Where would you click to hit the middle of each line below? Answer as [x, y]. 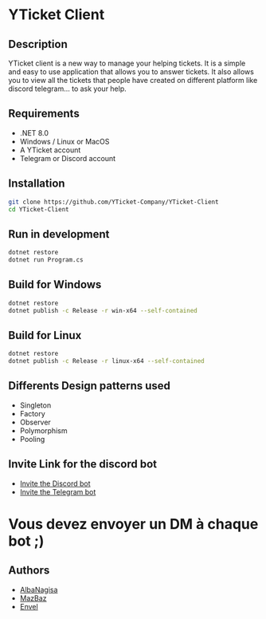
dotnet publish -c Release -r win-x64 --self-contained [103, 310]
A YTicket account [50, 150]
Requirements [44, 114]
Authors [29, 571]
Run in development [59, 234]
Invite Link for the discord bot [83, 464]
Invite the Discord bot [55, 483]
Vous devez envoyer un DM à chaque [133, 524]
